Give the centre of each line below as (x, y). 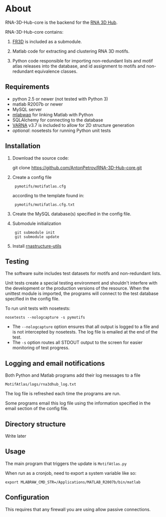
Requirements (27, 87)
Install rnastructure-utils (37, 246)
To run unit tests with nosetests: (38, 308)
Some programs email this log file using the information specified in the (78, 403)
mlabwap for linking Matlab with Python (53, 115)
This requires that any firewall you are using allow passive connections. (78, 509)
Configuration (27, 497)
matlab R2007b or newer (38, 104)
